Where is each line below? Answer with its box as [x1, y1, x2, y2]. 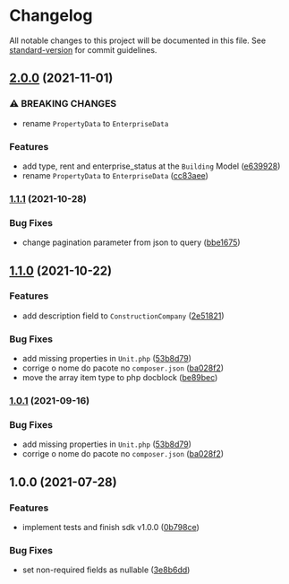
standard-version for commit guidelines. [9, 44, 157, 55]
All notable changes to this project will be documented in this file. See [9, 35, 267, 46]
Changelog [9, 5, 93, 26]
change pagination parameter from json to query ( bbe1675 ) [21, 237, 241, 248]
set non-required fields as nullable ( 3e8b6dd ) [21, 564, 191, 575]
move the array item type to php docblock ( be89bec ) [21, 372, 218, 383]
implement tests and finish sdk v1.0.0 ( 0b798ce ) [21, 522, 200, 533]
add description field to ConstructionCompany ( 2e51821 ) [21, 310, 225, 321]
